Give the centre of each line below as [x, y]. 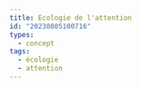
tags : [20, 52]
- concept [36, 43]
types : [22, 34]
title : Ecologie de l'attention [70, 18]
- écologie [38, 60]
